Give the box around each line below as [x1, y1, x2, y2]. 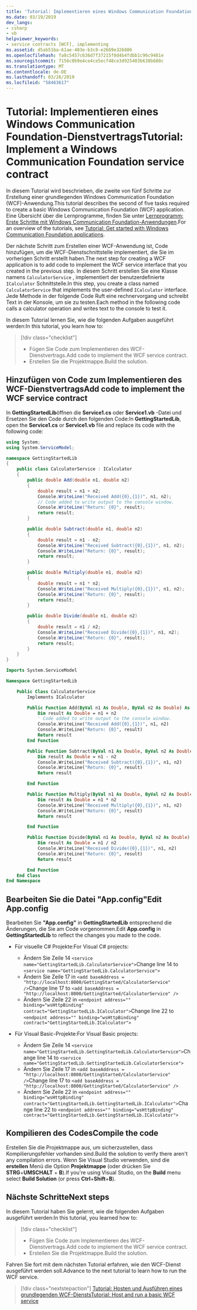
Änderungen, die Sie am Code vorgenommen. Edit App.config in [6, 926, 161, 933]
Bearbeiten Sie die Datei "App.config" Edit [6, 894, 162, 904]
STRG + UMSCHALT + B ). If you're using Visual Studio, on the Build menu [6, 1169, 181, 1176]
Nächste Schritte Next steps [6, 1192, 110, 1202]
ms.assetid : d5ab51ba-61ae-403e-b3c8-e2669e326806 [6, 47, 133, 53]
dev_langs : [6, 19, 33, 25]
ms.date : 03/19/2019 [6, 14, 57, 20]
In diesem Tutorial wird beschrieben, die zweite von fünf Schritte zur [6, 187, 172, 194]
